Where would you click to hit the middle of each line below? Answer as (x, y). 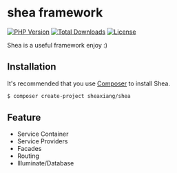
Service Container (43, 134)
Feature (24, 118)
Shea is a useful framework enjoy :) (58, 45)
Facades (29, 149)
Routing (28, 156)
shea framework (55, 13)
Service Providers (42, 141)
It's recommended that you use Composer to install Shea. (89, 83)
